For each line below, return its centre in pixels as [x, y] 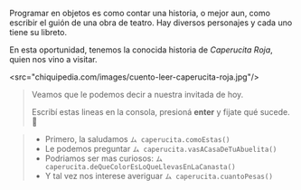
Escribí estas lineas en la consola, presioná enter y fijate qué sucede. [161, 112]
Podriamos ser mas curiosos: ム [103, 158]
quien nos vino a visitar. [53, 59]
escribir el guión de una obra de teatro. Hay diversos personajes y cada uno [151, 23]
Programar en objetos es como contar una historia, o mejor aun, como [140, 13]
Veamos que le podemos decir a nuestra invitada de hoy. [137, 95]
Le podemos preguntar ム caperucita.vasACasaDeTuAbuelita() [161, 149]
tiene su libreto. [38, 32]
